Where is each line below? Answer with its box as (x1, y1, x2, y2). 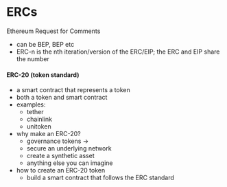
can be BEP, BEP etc (16, 40, 75, 48)
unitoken (26, 122, 52, 131)
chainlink (26, 115, 53, 124)
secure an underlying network (26, 144, 112, 153)
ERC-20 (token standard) (6, 70, 80, 79)
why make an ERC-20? (16, 130, 81, 138)
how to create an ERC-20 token (16, 166, 106, 175)
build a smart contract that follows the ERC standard (26, 173, 174, 182)
